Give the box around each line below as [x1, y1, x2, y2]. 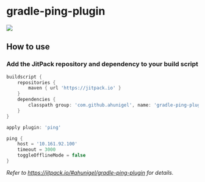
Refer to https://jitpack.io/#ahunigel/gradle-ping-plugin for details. [6, 169, 174, 176]
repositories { [17, 79, 56, 86]
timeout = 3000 [17, 147, 56, 153]
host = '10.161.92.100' [17, 141, 78, 147]
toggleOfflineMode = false [17, 152, 86, 159]
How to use [6, 41, 50, 52]
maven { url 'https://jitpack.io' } [28, 85, 121, 91]
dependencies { [17, 96, 56, 103]
